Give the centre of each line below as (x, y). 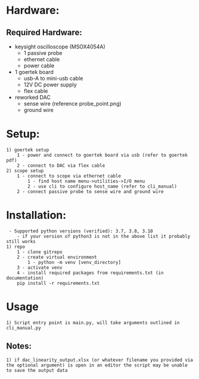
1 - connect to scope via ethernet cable (69, 176)
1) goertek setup (28, 150)
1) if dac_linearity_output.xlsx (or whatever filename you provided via (100, 360)
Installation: (36, 215)
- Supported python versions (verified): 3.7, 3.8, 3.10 (81, 231)
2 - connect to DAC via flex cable (61, 165)
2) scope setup (25, 170)
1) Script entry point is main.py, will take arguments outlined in (93, 322)
